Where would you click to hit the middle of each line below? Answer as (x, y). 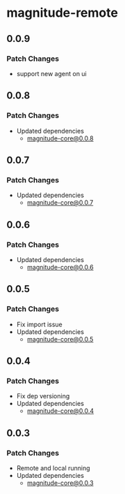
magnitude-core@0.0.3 (60, 483)
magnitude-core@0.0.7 (60, 203)
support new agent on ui (52, 73)
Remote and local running (53, 468)
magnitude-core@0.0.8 (60, 138)
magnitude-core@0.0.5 (60, 339)
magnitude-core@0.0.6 (60, 267)
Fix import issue (40, 324)
